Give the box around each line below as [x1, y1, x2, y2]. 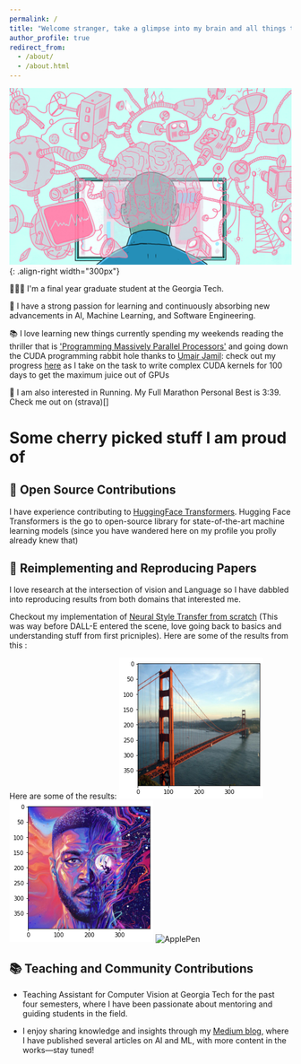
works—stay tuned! [21, 1045, 95, 1056]
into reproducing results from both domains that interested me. [9, 594, 242, 605]
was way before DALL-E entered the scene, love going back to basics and [9, 621, 282, 632]
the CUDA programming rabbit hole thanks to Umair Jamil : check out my [9, 350, 276, 361]
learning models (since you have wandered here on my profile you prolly [9, 525, 277, 536]
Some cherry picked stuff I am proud [9, 427, 287, 448]
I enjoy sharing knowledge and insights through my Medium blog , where [21, 1025, 289, 1036]
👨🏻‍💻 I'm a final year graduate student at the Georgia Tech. [9, 283, 224, 293]
